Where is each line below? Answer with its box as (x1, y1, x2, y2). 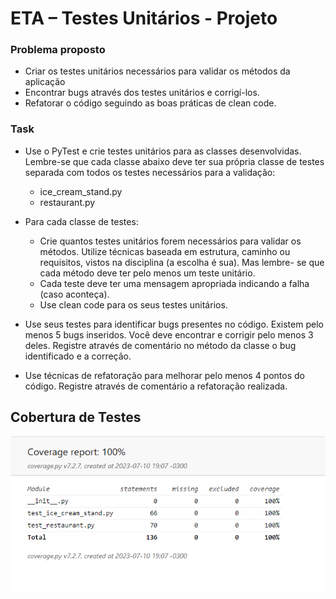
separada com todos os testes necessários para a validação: (24, 166, 276, 178)
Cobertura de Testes (10, 409, 142, 426)
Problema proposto (10, 43, 106, 57)
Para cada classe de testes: (24, 215, 139, 227)
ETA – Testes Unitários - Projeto (10, 7, 278, 30)
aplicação (24, 76, 66, 88)
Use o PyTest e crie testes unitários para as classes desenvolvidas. (24, 145, 302, 157)
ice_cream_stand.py (39, 185, 123, 197)
